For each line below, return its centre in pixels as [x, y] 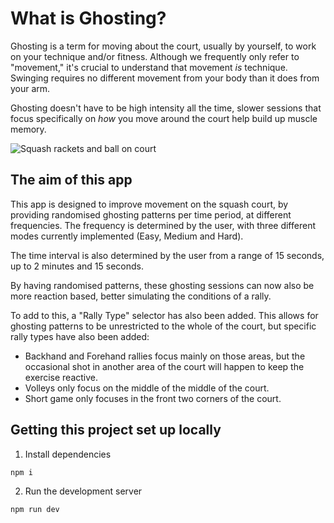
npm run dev [35, 510]
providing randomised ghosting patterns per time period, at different [151, 214]
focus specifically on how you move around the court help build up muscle [164, 118]
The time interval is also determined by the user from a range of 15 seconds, [167, 255]
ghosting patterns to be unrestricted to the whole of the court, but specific [163, 326]
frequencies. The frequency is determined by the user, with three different [163, 225]
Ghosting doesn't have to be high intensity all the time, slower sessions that [166, 108]
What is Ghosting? [88, 18]
